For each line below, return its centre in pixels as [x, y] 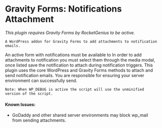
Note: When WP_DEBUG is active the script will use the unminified [75, 89]
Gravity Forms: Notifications [64, 9]
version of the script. [29, 94]
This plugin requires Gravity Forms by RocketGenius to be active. [70, 32]
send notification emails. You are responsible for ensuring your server [75, 75]
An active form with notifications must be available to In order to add [73, 55]
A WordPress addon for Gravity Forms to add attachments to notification [81, 41]
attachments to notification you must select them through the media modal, [80, 60]
